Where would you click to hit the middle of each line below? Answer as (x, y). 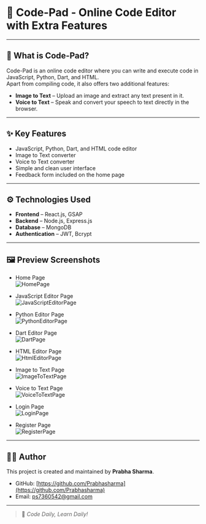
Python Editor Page (40, 315)
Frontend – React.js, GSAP (49, 214)
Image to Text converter (45, 155)
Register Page (33, 425)
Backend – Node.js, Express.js (54, 221)
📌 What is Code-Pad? (48, 56)
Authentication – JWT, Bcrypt (53, 234)
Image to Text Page (40, 370)
